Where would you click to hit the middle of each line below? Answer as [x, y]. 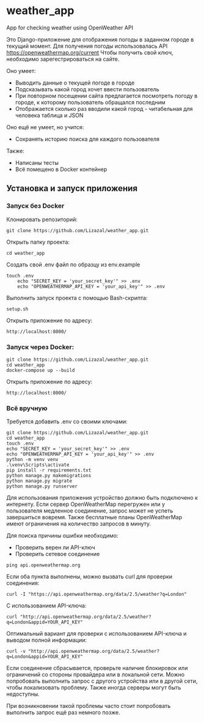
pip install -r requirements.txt [49, 470]
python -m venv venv [33, 460]
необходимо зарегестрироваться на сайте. [63, 59]
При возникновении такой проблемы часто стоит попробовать [89, 706]
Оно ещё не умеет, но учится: [45, 127]
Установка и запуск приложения [72, 188]
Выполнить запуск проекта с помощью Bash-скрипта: [77, 298]
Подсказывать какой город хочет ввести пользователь [87, 89]
